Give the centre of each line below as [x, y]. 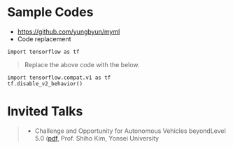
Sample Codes [50, 12]
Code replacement [44, 38]
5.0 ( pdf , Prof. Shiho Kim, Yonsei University [97, 138]
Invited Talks [45, 112]
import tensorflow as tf [43, 52]
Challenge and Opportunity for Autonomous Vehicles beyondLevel [130, 131]
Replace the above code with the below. [82, 64]
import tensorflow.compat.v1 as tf [59, 78]
